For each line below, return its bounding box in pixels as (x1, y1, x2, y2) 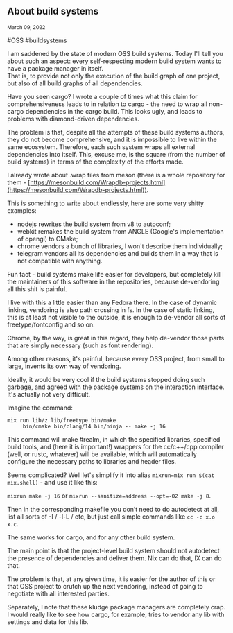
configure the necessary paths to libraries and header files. (7, 457, 177, 465)
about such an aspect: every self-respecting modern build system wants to (7, 57, 222, 65)
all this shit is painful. (7, 284, 67, 293)
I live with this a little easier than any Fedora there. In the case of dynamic (7, 298, 217, 306)
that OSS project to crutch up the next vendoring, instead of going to (7, 582, 203, 590)
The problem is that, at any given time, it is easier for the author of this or (7, 575, 216, 583)
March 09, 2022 (7, 24, 46, 31)
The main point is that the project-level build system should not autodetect (7, 546, 220, 555)
